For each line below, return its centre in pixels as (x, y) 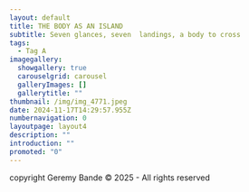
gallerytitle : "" (50, 93)
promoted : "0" (36, 151)
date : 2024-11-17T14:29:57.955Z (70, 110)
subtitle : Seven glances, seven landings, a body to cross (125, 34)
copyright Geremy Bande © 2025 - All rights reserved (110, 178)
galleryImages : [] (53, 85)
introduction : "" (42, 143)
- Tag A (32, 51)
